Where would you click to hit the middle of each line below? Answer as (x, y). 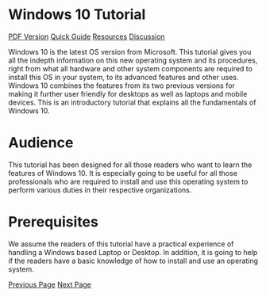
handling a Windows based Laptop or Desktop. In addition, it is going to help (133, 252)
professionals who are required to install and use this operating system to (128, 181)
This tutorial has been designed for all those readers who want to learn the (130, 165)
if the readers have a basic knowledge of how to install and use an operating (133, 261)
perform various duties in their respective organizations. (100, 190)
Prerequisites (54, 222)
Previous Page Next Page (50, 284)
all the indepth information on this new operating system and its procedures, (133, 60)
